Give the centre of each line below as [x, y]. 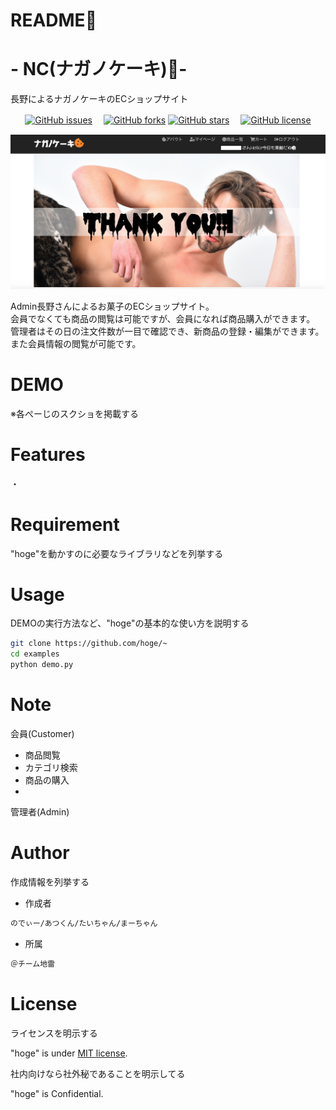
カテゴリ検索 [51, 768]
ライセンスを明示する [54, 1033]
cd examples [35, 654]
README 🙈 [53, 20]
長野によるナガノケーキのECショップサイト [99, 99]
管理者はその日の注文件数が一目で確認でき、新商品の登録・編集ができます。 [167, 331]
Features [48, 454]
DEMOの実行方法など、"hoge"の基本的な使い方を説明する [130, 623]
